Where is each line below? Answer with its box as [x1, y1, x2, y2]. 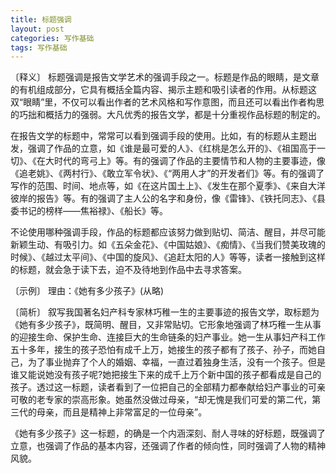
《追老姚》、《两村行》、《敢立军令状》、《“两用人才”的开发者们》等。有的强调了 [10, 167, 325, 180]
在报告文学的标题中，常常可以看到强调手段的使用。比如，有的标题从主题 [10, 130, 308, 142]
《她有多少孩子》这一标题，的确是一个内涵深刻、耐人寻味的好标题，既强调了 [10, 427, 326, 440]
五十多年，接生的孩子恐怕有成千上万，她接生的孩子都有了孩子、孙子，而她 [10, 344, 317, 356]
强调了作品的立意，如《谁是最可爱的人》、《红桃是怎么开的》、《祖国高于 [27, 142, 317, 155]
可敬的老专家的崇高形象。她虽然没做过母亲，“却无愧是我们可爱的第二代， [10, 394, 313, 406]
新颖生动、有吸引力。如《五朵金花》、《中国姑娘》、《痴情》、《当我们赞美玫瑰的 [10, 239, 326, 251]
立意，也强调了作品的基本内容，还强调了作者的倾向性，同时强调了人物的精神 [10, 440, 326, 452]
